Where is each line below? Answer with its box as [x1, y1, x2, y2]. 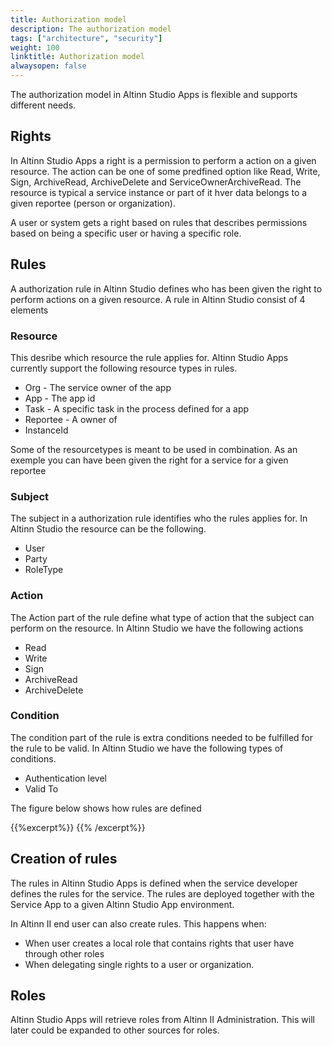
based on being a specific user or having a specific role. [10, 227, 242, 239]
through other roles [24, 947, 105, 960]
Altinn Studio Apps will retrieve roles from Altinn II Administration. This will [10, 1014, 315, 1026]
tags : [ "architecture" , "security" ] [10, 33, 163, 43]
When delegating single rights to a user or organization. [24, 958, 255, 970]
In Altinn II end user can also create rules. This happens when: [10, 917, 267, 930]
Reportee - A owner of [24, 413, 118, 425]
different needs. [10, 99, 77, 111]
